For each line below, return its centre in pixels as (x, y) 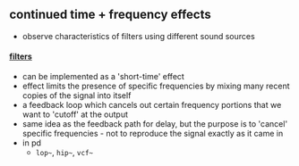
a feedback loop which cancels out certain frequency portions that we (152, 105)
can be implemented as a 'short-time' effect (103, 77)
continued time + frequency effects (111, 15)
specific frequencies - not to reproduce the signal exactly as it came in (153, 134)
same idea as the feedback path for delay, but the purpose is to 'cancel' (155, 124)
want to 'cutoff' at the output (75, 114)
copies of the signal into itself (77, 95)
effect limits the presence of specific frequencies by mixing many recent (156, 86)
